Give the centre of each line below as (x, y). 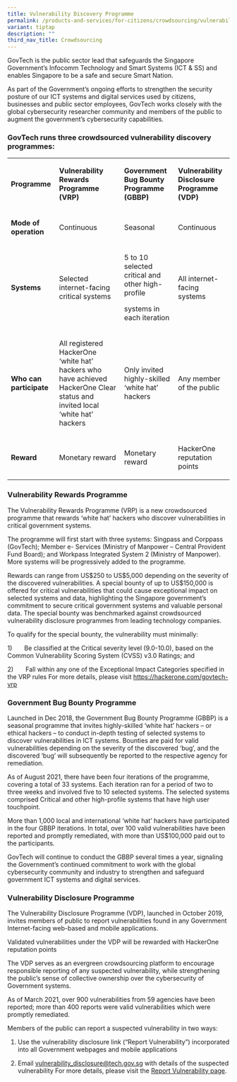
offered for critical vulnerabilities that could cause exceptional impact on (113, 590)
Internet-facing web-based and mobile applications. (83, 928)
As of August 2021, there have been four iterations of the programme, (109, 777)
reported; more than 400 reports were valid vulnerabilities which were (109, 1007)
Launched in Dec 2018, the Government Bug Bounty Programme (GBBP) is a (118, 718)
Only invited (144, 370)
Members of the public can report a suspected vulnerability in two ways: (113, 1028)
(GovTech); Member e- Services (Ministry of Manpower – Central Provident (116, 547)
